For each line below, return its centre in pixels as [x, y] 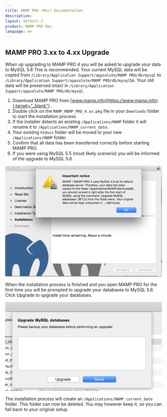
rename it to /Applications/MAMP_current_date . [60, 127]
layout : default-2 [24, 21]
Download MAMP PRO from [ [42, 100]
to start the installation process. [45, 116]
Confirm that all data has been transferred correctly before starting [81, 142]
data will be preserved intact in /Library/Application [60, 85]
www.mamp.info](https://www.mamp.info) [115, 100]
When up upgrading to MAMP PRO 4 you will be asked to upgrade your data [83, 64]
